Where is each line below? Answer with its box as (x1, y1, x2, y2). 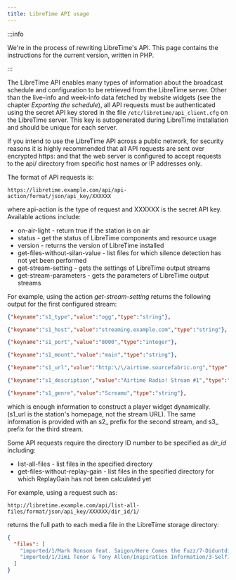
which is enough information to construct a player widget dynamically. (7, 402, 211, 411)
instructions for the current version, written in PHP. (7, 51, 155, 59)
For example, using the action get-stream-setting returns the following (7, 292, 211, 300)
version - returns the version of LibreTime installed (17, 241, 164, 249)
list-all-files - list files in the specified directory (17, 459, 153, 468)
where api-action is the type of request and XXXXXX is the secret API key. (7, 205, 223, 214)
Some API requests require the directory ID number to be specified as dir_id (7, 438, 227, 447)
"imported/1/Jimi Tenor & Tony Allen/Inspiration (20, 554, 169, 561)
